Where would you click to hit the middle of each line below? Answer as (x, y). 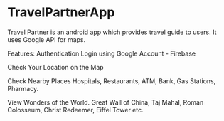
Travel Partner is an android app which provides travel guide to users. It (112, 32)
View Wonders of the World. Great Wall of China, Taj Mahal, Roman (106, 102)
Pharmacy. (23, 88)
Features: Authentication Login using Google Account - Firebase (102, 53)
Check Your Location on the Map (56, 67)
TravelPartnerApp (61, 12)
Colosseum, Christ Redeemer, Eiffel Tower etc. (75, 110)
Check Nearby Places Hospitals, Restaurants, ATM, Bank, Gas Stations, (112, 81)
